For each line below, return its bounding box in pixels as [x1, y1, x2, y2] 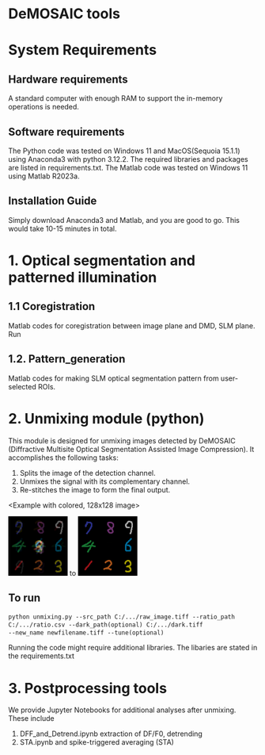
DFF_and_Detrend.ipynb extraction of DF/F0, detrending [19, 729, 203, 738]
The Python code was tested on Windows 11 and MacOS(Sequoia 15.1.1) [8, 146, 240, 155]
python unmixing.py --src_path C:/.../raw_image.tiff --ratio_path [8, 613, 236, 621]
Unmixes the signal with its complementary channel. [19, 477, 191, 486]
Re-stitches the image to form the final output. [19, 485, 171, 494]
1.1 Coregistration [8, 300, 96, 313]
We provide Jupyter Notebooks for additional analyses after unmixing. [8, 705, 237, 715]
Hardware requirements [8, 72, 128, 86]
